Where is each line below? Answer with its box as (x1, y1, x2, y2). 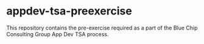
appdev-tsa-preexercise (6, 4, 132, 18)
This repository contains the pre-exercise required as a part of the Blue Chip (6, 24, 198, 31)
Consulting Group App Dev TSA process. (6, 30, 109, 37)
